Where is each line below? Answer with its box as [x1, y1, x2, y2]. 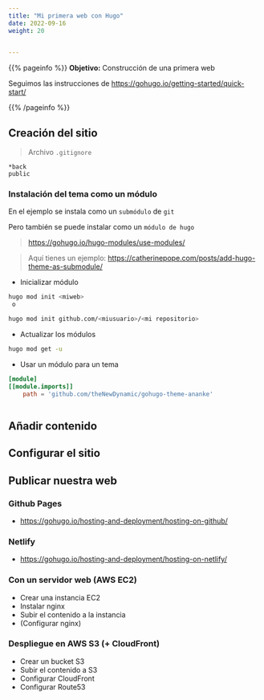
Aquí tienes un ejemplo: [27, 254, 107, 263]
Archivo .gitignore [27, 148, 92, 157]
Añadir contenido [8, 419, 98, 433]
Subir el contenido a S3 [19, 665, 98, 674]
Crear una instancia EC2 [19, 592, 100, 602]
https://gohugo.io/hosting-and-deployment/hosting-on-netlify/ [19, 555, 227, 564]
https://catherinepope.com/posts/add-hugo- [108, 254, 256, 263]
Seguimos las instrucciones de [8, 79, 110, 88]
